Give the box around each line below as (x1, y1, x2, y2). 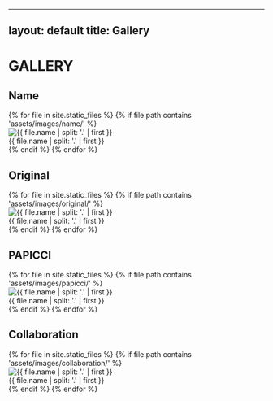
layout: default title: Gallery (8, 24, 150, 37)
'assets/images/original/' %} (8, 198, 104, 208)
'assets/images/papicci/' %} (8, 278, 103, 289)
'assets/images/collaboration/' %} (8, 358, 123, 368)
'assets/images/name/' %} (8, 119, 97, 129)
